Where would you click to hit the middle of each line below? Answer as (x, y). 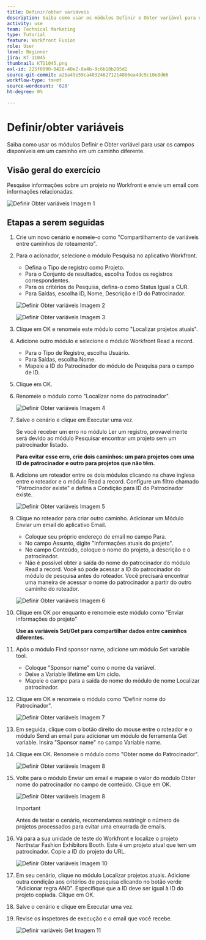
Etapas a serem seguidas (56, 223)
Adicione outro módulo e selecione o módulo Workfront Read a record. (105, 341)
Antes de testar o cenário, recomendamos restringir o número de (97, 820)
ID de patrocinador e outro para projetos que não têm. (85, 463)
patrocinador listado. (42, 445)
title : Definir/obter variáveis (48, 12)
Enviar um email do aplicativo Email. (61, 525)
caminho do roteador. (52, 589)
